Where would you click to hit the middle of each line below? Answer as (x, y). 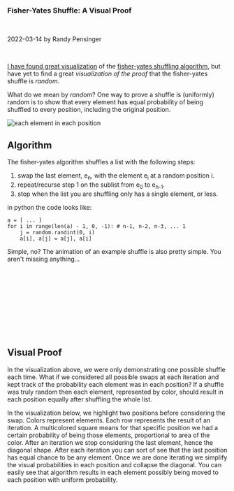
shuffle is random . (34, 81)
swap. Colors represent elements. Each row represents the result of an (109, 420)
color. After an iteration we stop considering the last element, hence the (110, 442)
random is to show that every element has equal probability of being (105, 102)
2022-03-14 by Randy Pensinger (54, 39)
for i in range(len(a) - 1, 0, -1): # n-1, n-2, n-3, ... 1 (97, 226)
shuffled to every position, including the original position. (89, 110)
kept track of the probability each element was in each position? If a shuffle (116, 384)
